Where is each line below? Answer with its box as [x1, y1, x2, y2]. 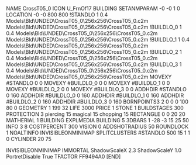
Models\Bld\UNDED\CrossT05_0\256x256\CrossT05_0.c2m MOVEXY [6, 73, 172, 80]
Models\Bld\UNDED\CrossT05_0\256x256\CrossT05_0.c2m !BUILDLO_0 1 [6, 23, 182, 30]
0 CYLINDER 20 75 [6, 136, 51, 142]
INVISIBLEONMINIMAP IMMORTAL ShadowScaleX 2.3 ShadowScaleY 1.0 [6, 147, 182, 154]
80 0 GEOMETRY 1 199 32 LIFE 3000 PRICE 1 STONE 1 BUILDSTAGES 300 [6, 105, 184, 111]
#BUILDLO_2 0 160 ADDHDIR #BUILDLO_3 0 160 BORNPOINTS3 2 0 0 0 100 [6, 98, 189, 105]
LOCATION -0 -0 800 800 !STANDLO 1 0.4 [6, 11, 108, 18]
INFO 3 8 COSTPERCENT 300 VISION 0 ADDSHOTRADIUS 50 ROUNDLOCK [6, 123, 189, 130]
